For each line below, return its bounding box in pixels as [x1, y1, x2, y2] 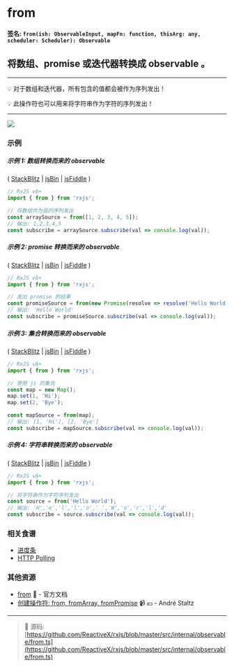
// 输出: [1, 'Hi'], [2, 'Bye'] [7, 418, 99, 426]
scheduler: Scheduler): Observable [7, 37, 111, 44]
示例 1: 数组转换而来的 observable [7, 157, 105, 165]
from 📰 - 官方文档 [17, 589, 68, 598]
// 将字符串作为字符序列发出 [7, 492, 79, 499]
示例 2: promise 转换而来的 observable [7, 243, 120, 251]
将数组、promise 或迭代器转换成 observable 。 [7, 58, 210, 70]
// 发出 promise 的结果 [7, 294, 71, 301]
